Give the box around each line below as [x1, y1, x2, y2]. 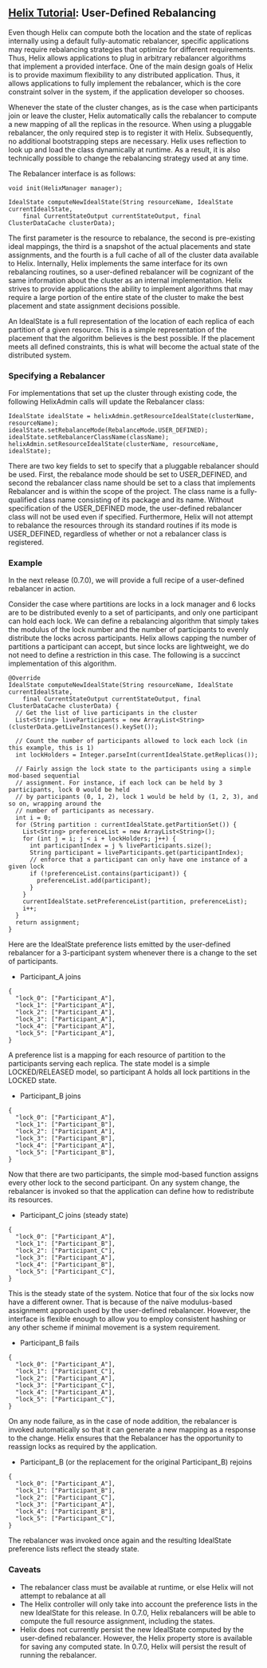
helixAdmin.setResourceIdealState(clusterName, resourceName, [8, 441, 219, 449]
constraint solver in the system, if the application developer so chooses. [8, 87, 245, 97]
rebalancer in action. [8, 584, 76, 594]
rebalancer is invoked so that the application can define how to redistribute [8, 1187, 255, 1196]
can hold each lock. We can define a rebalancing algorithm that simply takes [8, 616, 259, 626]
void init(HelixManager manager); [8, 184, 124, 192]
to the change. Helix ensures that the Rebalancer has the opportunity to [8, 1433, 243, 1443]
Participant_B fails [19, 1338, 80, 1348]
